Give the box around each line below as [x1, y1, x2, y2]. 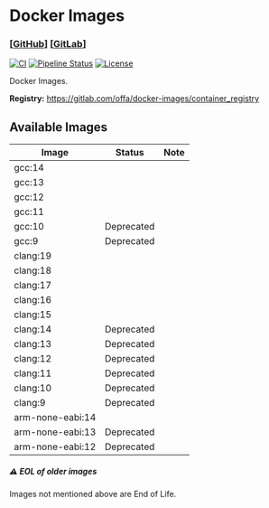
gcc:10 [14, 221, 45, 233]
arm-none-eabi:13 [14, 426, 97, 438]
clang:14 [14, 323, 52, 335]
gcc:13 [14, 176, 45, 189]
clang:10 [14, 381, 52, 394]
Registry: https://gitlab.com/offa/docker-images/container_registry [9, 93, 260, 104]
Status [115, 146, 144, 159]
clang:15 [14, 308, 52, 321]
